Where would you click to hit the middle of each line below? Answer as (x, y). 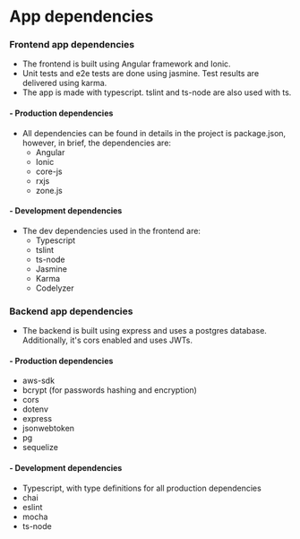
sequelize (40, 448)
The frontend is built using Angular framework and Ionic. (126, 64)
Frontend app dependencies (72, 45)
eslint (32, 507)
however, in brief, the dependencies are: (97, 143)
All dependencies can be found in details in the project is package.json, (154, 133)
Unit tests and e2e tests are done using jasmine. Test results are (141, 74)
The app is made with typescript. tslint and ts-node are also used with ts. (157, 92)
